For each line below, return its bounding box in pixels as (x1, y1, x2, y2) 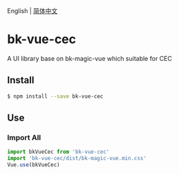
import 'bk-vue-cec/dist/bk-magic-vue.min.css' (7, 155, 147, 162)
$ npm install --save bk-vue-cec (7, 93, 104, 100)
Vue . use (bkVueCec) (7, 162, 60, 168)
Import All (7, 132, 41, 142)
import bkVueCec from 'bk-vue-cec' (7, 148, 110, 155)
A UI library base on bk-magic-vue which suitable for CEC (7, 54, 173, 62)
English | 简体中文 (7, 7, 58, 15)
